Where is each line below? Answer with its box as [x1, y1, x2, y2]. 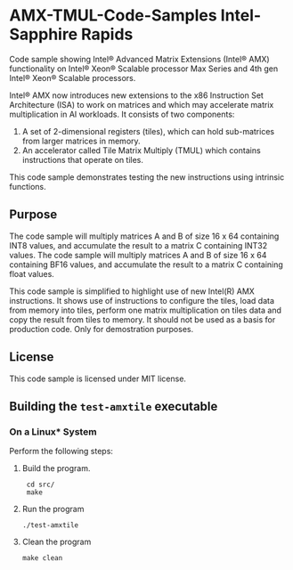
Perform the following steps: [9, 446, 114, 457]
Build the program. [21, 463, 91, 474]
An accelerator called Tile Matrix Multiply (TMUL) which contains [21, 144, 261, 156]
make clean [21, 554, 63, 563]
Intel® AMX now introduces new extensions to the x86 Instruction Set [9, 90, 265, 101]
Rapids [80, 24, 134, 45]
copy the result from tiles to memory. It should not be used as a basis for [9, 313, 276, 325]
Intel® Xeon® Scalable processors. [9, 72, 136, 83]
